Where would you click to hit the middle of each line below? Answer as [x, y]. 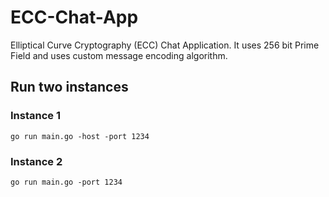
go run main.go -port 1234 [66, 182]
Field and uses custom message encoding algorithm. [119, 55]
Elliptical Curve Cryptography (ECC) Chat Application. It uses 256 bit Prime [165, 45]
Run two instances [69, 87]
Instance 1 [35, 116]
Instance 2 [36, 161]
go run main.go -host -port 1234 [80, 136]
